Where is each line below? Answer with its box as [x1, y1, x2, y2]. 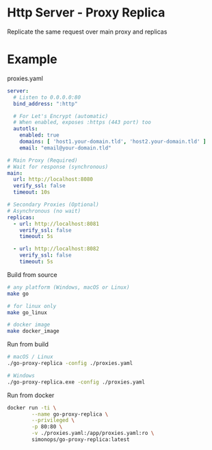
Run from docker [7, 391, 55, 399]
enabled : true [19, 132, 59, 139]
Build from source [7, 270, 57, 279]
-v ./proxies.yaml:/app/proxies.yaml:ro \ [31, 430, 155, 437]
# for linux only [7, 303, 57, 309]
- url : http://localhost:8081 [13, 220, 99, 227]
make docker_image [7, 328, 59, 335]
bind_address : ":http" [13, 100, 78, 107]
